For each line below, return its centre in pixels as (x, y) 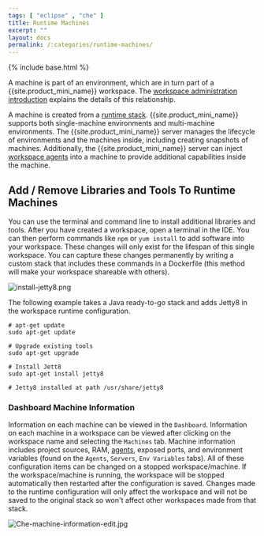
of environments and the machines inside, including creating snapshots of (128, 140)
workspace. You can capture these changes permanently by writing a (121, 255)
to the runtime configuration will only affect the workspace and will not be (128, 492)
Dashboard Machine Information (72, 407)
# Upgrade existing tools (50, 346)
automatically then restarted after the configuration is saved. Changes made (132, 484)
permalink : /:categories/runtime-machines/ (81, 45)
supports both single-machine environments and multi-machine (112, 123)
